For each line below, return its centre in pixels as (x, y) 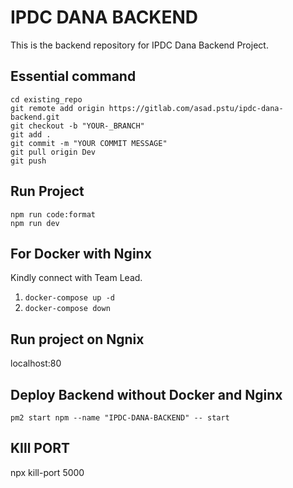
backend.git (35, 117)
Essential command (73, 76)
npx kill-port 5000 (47, 472)
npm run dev (35, 223)
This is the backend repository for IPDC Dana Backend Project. (139, 45)
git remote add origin (57, 108)
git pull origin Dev (53, 152)
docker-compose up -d (69, 298)
